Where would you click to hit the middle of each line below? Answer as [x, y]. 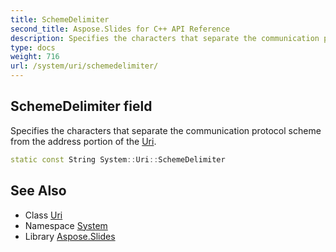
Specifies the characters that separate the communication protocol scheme [166, 130]
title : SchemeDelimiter [60, 19]
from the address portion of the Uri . [83, 141]
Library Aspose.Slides [70, 236]
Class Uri [43, 215]
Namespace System [66, 225]
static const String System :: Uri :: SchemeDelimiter [118, 159]
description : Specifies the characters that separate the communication [165, 38]
